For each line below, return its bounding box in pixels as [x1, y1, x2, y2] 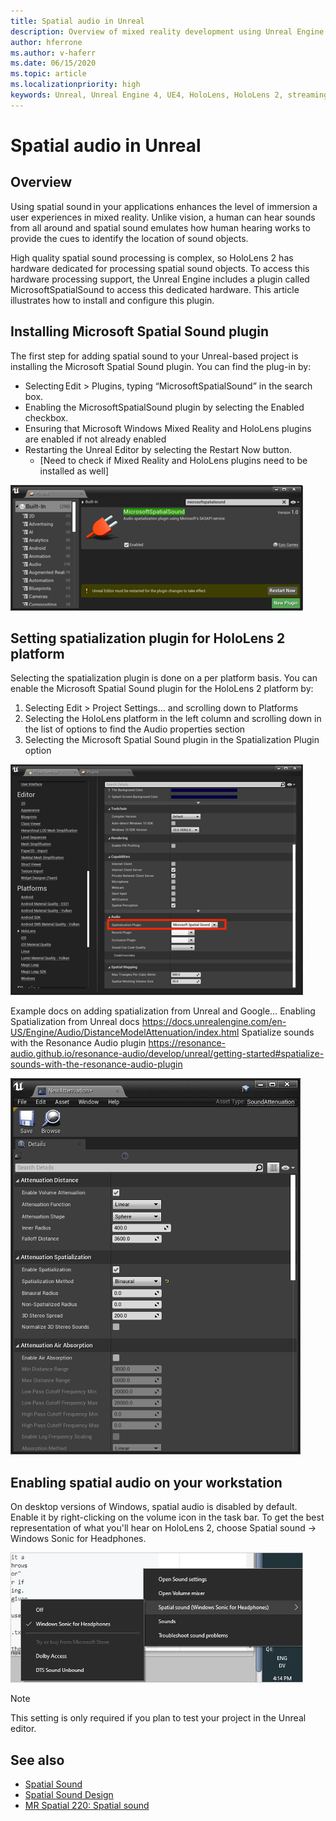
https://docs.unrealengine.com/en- [141, 1016, 287, 1028]
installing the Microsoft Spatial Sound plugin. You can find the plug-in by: [10, 360, 312, 372]
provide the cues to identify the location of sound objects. [10, 232, 249, 244]
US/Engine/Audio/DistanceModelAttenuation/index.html [10, 1026, 240, 1039]
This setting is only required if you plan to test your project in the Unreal [10, 1712, 307, 1724]
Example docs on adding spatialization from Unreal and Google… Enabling [10, 1005, 316, 1017]
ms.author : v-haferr [10, 48, 97, 58]
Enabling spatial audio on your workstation [10, 1474, 283, 1491]
